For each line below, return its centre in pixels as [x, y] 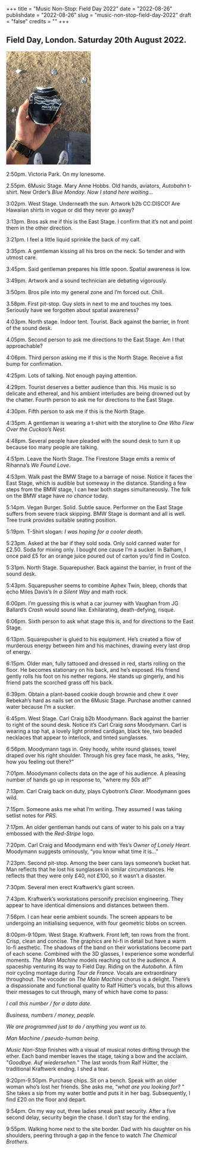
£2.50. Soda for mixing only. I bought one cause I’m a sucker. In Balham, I [96, 549]
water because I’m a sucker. [41, 706]
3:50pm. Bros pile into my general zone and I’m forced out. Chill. [85, 292]
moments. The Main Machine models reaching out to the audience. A [91, 960]
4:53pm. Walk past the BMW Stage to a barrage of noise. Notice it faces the [99, 476]
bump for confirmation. [35, 363]
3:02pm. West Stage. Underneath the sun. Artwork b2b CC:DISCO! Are [93, 203]
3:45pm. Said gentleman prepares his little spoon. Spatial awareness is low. [99, 269]
